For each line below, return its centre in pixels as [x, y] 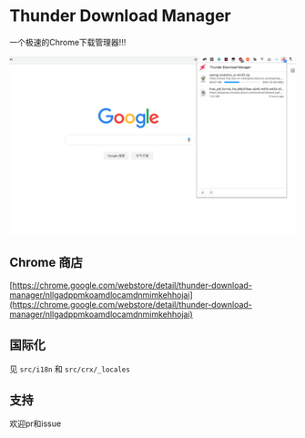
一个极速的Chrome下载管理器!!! [68, 42]
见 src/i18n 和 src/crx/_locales [70, 369]
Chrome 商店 [46, 263]
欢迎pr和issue [36, 423]
